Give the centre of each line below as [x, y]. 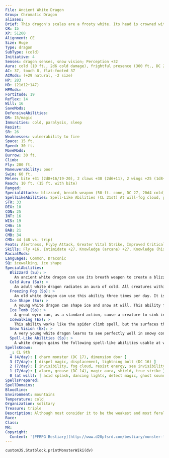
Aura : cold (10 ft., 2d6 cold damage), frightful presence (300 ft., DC [83, 66]
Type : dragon [19, 47]
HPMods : [13, 90]
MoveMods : [16, 151]
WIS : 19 [13, 221]
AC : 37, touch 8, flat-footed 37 [40, 71]
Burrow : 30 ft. [21, 155]
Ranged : [13, 188]
